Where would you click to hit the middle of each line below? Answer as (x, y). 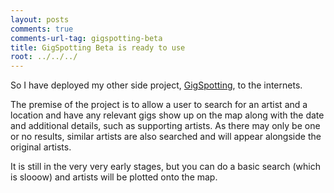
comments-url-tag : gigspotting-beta (86, 38)
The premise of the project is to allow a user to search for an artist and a (159, 105)
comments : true (42, 29)
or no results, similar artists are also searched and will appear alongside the (166, 137)
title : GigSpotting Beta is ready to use (98, 47)
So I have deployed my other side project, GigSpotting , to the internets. (156, 85)
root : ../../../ (44, 57)
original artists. (41, 147)
